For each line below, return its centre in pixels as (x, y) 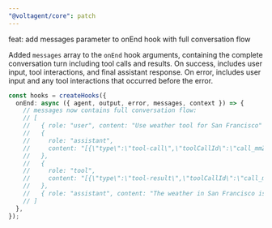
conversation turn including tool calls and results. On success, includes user (136, 63)
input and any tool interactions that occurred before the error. (110, 80)
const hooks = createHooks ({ (57, 95)
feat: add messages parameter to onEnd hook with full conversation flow (130, 39)
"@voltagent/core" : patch (52, 16)
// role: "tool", (59, 171)
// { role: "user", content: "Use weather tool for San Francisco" (143, 126)
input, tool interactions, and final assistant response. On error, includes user (135, 72)
